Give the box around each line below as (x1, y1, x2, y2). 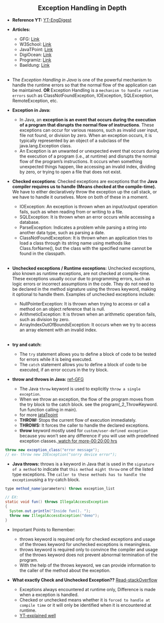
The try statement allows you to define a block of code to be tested (19, 351, 157, 357)
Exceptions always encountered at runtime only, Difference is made (19, 586, 156, 592)
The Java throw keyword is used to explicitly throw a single (19, 385, 141, 392)
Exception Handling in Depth (38, 4, 127, 12)
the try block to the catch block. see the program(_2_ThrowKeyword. (19, 401, 158, 407)
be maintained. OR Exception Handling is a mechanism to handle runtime (12, 87, 159, 93)
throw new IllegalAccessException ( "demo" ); (9, 513, 99, 518)
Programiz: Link (19, 56, 51, 63)
